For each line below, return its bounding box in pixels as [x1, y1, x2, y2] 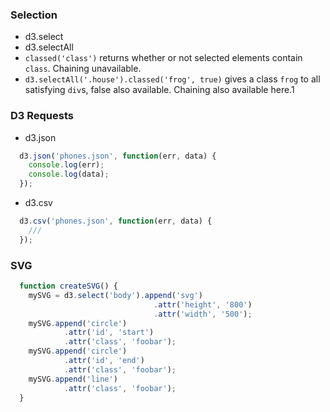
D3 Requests [10, 109, 74, 123]
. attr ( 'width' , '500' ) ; [153, 309, 253, 319]
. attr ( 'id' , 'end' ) [63, 356, 145, 366]
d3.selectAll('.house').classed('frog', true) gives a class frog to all [24, 73, 321, 85]
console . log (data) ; [28, 169, 110, 180]
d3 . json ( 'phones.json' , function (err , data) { [19, 151, 217, 161]
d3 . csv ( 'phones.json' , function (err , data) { [19, 216, 213, 227]
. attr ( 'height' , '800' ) [153, 299, 253, 310]
